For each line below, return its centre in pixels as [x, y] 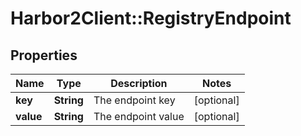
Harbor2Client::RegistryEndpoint [151, 18]
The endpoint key [134, 100]
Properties [44, 55]
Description [139, 83]
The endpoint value [139, 116]
